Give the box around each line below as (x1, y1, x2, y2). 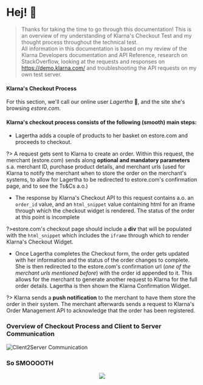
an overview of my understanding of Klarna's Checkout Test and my (21, 32, 192, 39)
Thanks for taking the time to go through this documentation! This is (21, 26, 191, 33)
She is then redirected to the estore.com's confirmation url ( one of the (15, 263, 191, 270)
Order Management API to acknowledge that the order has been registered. (6, 307, 196, 315)
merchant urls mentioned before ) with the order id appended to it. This (15, 270, 193, 277)
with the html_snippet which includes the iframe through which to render (6, 232, 190, 239)
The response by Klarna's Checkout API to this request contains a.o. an (15, 194, 194, 202)
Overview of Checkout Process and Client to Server (6, 322, 162, 330)
